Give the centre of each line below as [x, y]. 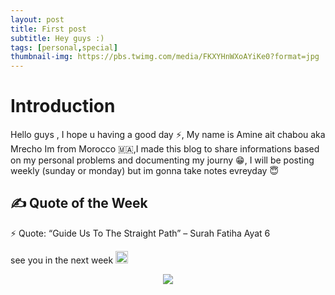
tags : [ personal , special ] [64, 47]
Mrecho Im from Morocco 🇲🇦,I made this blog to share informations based [165, 149]
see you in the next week [62, 260]
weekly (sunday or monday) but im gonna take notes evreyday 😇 [144, 171]
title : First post [48, 29]
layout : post [37, 19]
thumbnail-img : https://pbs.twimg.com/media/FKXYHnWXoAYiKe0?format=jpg [165, 57]
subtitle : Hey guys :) [57, 38]
